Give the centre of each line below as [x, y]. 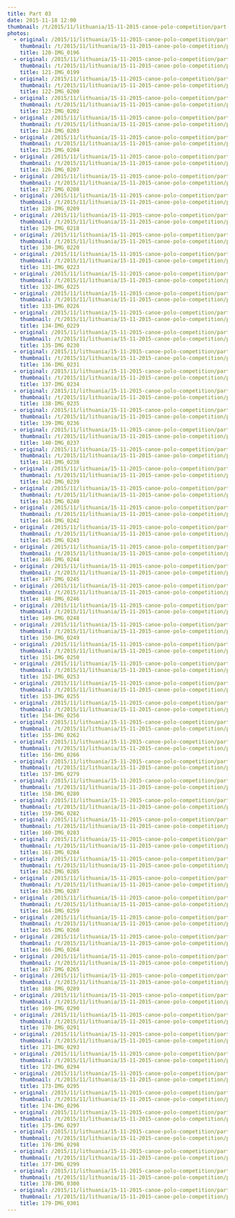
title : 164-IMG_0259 [50, 911]
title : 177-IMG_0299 [50, 1164]
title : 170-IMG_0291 [50, 1028]
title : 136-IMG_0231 [50, 365]
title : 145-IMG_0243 [50, 540]
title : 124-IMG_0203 [50, 131]
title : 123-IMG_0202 [50, 111]
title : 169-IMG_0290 [50, 1008]
